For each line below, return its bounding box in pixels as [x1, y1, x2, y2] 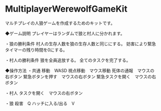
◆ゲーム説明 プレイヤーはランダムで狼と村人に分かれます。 [5, 30, 125, 36]
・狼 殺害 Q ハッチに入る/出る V [5, 100, 75, 106]
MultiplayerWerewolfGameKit [5, 3, 128, 15]
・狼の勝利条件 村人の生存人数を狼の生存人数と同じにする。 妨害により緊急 [5, 40, 156, 47]
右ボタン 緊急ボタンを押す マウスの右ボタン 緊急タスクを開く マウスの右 [5, 74, 156, 79]
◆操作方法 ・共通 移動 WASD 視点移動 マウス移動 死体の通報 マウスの [5, 67, 155, 74]
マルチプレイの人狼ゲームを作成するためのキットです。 [5, 20, 115, 26]
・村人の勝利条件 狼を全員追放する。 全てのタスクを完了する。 [5, 57, 131, 63]
